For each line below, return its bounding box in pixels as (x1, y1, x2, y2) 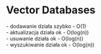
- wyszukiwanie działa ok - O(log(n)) (6, 41, 95, 48)
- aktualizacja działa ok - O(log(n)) (6, 28, 89, 35)
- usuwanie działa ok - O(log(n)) (6, 35, 84, 42)
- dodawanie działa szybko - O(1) (6, 23, 86, 30)
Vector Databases (6, 3, 96, 17)
